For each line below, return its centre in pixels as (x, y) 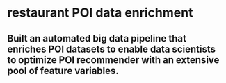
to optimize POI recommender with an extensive (113, 60)
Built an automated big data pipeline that (97, 38)
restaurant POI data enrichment (100, 13)
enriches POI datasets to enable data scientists (111, 49)
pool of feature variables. (63, 71)
